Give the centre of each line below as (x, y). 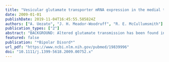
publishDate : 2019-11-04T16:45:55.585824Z (50, 19)
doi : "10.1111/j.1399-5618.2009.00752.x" (49, 51)
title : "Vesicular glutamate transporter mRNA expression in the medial (83, 10)
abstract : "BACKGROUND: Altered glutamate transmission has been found (82, 33)
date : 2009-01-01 (23, 14)
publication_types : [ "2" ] (32, 28)
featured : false (22, 38)
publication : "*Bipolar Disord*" (40, 42)
